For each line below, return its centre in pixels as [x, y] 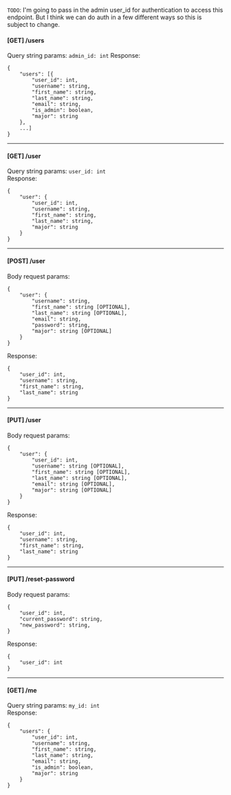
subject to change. [34, 24]
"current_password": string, [61, 619]
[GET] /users [26, 40]
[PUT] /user [24, 420]
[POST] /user [26, 261]
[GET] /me [22, 690]
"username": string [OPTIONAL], [78, 466]
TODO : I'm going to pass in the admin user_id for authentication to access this [115, 10]
